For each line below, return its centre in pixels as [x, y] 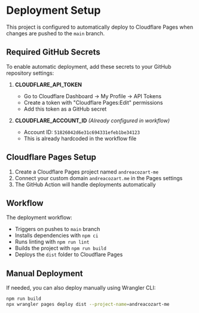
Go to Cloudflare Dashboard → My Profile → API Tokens [93, 96]
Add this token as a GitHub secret [65, 109]
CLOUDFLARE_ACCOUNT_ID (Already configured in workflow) [92, 120]
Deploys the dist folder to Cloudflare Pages [69, 254]
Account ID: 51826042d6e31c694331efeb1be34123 [82, 132]
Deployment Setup [53, 10]
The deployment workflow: [39, 218]
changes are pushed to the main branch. [56, 33]
